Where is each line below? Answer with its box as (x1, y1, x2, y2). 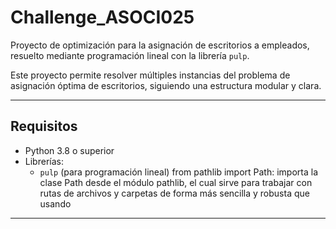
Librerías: (24, 155, 64, 167)
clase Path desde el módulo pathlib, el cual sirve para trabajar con (39, 176, 313, 188)
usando (39, 197, 72, 210)
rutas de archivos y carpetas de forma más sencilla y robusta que (39, 187, 310, 199)
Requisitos (10, 118, 78, 135)
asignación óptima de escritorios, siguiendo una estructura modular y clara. (10, 79, 322, 91)
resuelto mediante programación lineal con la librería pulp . (10, 49, 250, 61)
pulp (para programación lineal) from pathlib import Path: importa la (39, 166, 319, 178)
